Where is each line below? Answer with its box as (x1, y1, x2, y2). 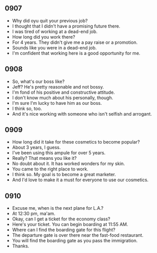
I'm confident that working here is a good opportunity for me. (12, 50, 141, 56)
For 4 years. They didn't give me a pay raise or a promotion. (12, 39, 138, 45)
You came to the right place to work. (12, 166, 88, 172)
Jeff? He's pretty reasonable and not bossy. (12, 83, 104, 90)
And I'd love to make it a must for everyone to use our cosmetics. (12, 177, 149, 183)
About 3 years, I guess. (12, 145, 61, 151)
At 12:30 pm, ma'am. (12, 211, 55, 217)
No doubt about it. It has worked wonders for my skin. (12, 160, 125, 167)
